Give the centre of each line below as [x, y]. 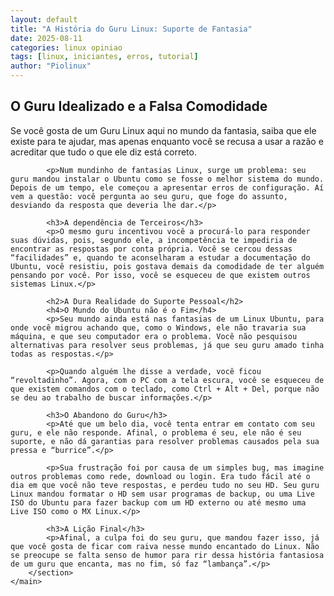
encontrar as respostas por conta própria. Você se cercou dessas [151, 249]
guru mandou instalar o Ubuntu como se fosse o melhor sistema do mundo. [167, 179]
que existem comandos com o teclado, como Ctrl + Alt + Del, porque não [165, 389]
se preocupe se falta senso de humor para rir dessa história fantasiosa [167, 555]
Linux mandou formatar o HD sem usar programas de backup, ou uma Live [162, 494]
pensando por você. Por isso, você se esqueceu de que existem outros [160, 275]
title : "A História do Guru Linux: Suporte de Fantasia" [131, 29]
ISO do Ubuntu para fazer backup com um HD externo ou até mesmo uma [158, 502]
